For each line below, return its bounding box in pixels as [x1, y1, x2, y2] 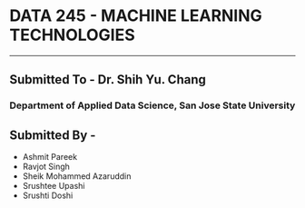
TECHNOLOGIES [9, 25, 136, 45]
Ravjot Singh [22, 161, 71, 173]
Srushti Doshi [22, 190, 74, 201]
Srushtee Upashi [22, 181, 85, 192]
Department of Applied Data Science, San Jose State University [9, 99, 296, 112]
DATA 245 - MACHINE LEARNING [9, 5, 263, 26]
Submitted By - [9, 127, 96, 143]
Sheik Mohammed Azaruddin [22, 171, 132, 182]
